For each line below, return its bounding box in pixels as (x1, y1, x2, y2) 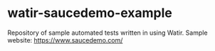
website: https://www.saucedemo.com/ (7, 35, 123, 44)
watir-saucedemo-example (7, 5, 173, 21)
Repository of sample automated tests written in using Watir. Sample (7, 28, 208, 37)
